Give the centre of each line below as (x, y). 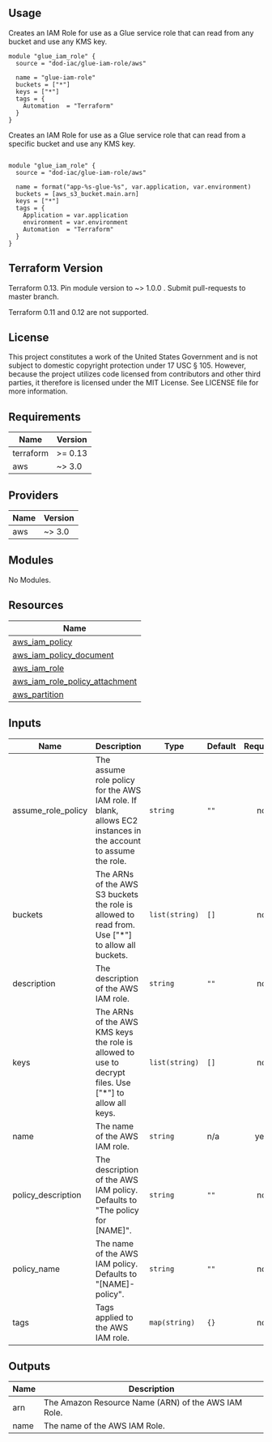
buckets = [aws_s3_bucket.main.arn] (77, 194)
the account (118, 840)
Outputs (30, 1366)
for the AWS (118, 790)
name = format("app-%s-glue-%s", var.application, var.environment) (134, 187)
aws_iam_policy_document (64, 655)
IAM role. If (116, 800)
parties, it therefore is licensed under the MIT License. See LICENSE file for (134, 383)
